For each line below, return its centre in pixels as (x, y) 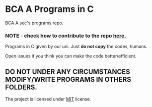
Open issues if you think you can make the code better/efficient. (71, 56)
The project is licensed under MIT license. (48, 99)
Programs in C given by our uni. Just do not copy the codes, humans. (76, 47)
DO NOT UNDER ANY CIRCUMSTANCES (68, 72)
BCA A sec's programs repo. (34, 23)
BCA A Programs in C (49, 9)
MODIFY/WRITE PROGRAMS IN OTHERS (68, 80)
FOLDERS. (21, 87)
